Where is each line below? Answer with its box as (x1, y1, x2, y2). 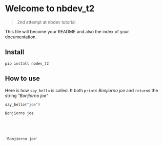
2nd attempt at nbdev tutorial (17, 19, 76, 25)
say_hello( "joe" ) (5, 102, 41, 107)
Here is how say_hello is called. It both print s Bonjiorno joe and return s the (5, 87, 159, 93)
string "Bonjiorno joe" (5, 93, 49, 98)
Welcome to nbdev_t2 (5, 3, 95, 14)
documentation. (5, 34, 37, 40)
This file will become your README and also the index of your (5, 28, 129, 34)
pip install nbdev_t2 (5, 61, 49, 66)
